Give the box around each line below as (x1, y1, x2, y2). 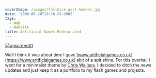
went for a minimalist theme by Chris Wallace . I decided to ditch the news (5, 62, 152, 68)
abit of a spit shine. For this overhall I (77, 57, 150, 63)
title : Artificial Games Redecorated (5, 29, 81, 34)
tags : (5, 16, 16, 21)
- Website (9, 25, 29, 30)
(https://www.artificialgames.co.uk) (5, 57, 76, 63)
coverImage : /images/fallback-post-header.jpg (5, 7, 101, 12)
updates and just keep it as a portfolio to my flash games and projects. (5, 67, 145, 73)
